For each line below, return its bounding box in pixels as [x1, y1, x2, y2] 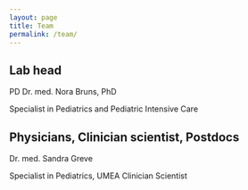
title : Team [9, 21, 54, 30]
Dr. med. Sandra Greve [9, 153, 94, 163]
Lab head [9, 62, 62, 78]
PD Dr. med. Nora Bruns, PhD [9, 87, 118, 97]
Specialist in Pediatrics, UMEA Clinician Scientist [9, 170, 187, 181]
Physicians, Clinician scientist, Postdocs [9, 129, 240, 145]
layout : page [9, 12, 58, 22]
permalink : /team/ [9, 29, 78, 38]
